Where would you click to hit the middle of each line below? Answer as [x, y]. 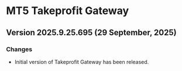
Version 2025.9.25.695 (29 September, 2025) [91, 33]
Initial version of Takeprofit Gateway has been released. [82, 62]
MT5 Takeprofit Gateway [68, 11]
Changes [19, 49]
